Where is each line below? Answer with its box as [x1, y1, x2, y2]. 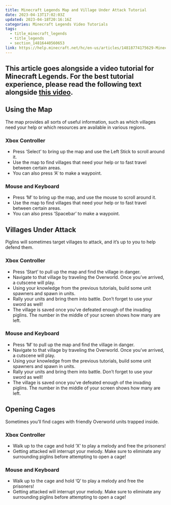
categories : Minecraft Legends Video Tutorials [5, 21, 108, 27]
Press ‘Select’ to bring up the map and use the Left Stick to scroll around [12, 149, 165, 155]
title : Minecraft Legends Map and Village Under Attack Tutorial [5, 7, 147, 13]
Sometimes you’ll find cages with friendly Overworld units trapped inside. [5, 418, 159, 425]
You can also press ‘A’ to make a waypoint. [12, 170, 102, 176]
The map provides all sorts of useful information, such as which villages [5, 119, 156, 125]
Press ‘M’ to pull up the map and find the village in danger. [12, 342, 135, 348]
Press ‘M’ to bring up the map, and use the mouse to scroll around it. [12, 194, 157, 201]
